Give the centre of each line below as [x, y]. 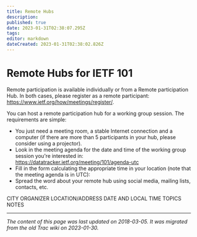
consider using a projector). [49, 143]
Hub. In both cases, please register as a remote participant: [78, 96]
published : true [26, 22]
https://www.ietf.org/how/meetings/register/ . [61, 102]
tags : [13, 33]
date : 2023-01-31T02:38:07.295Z [46, 28]
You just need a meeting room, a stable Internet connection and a [94, 131]
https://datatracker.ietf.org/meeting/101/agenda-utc [77, 162]
